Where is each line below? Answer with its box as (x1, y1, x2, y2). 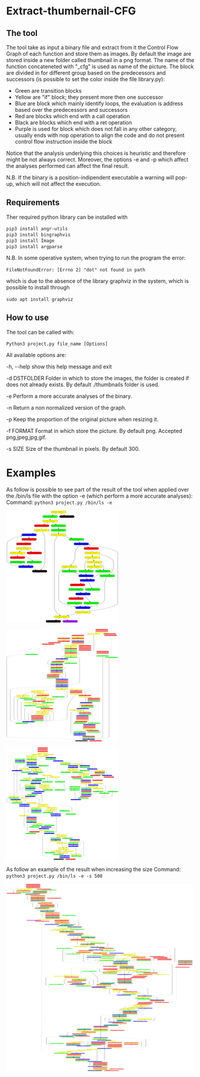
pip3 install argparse (6, 243, 63, 249)
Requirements (6, 197, 60, 208)
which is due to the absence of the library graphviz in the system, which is (6, 277, 189, 285)
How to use (6, 313, 49, 323)
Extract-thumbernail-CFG (6, 4, 136, 18)
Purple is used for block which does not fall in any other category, (14, 126, 177, 132)
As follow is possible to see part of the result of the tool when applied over (6, 486, 189, 493)
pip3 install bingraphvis (6, 231, 70, 237)
